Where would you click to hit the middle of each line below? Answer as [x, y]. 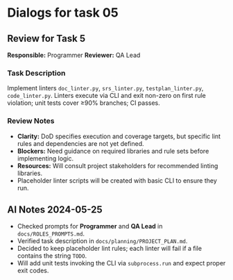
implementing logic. [45, 158]
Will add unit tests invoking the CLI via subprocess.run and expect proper [121, 263]
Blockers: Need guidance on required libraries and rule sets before [113, 151]
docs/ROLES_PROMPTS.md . [51, 233]
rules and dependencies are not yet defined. [80, 143]
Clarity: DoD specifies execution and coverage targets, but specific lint [119, 136]
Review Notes [31, 121]
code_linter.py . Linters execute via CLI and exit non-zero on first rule [106, 96]
